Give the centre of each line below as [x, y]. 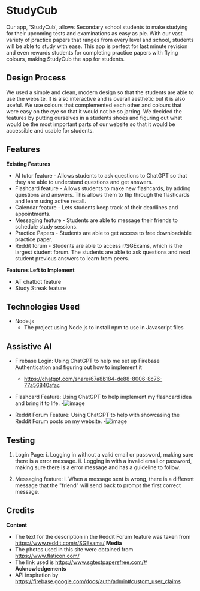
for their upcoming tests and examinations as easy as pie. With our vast [94, 33]
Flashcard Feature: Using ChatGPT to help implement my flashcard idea [103, 397]
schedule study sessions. [46, 226]
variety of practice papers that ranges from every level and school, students [100, 40]
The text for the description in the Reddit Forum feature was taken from [103, 536]
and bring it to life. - [39, 403]
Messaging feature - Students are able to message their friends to [96, 220]
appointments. [33, 214]
